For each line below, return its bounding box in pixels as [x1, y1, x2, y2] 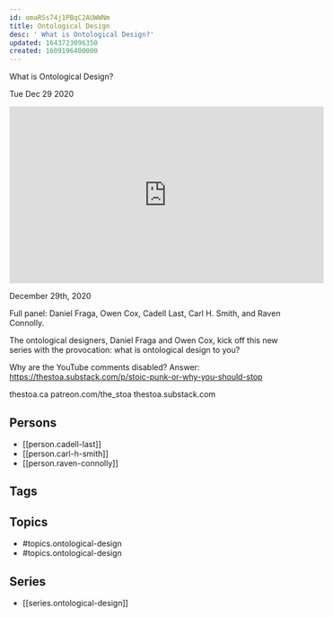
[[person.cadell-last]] [22, 438, 101, 449]
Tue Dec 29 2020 [9, 89, 74, 100]
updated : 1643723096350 [9, 38, 99, 48]
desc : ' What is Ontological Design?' [9, 30, 154, 39]
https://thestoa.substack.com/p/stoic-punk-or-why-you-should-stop [9, 372, 263, 383]
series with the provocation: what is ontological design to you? [9, 345, 241, 356]
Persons [9, 415, 57, 430]
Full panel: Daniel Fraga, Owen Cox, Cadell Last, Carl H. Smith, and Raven [9, 308, 281, 319]
